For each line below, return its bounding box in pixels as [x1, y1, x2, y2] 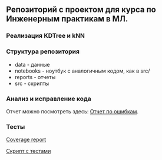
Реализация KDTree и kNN [6, 32, 85, 40]
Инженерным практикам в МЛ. [6, 14, 128, 24]
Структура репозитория [6, 47, 80, 55]
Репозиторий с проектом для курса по [6, 5, 156, 15]
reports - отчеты [14, 73, 56, 80]
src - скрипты [14, 80, 49, 87]
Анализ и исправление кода [6, 94, 91, 103]
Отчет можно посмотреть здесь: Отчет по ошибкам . [6, 107, 139, 115]
